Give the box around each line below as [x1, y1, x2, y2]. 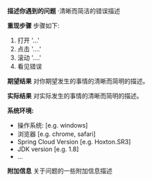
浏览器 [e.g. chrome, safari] [17, 130, 96, 138]
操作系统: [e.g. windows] [17, 121, 88, 129]
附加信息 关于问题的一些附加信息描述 [7, 166, 112, 175]
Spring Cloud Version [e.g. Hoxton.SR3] [17, 138, 131, 146]
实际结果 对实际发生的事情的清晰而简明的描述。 [7, 92, 143, 100]
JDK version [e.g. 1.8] [17, 145, 79, 153]
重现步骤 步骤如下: [7, 21, 60, 30]
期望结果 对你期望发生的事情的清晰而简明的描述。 [7, 77, 149, 85]
